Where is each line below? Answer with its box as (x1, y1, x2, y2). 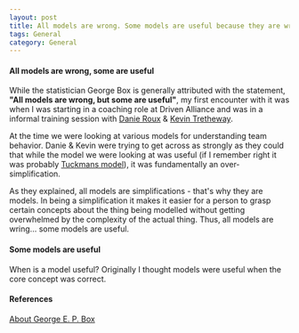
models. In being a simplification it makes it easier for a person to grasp (9, 195, 271, 206)
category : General (9, 37, 77, 47)
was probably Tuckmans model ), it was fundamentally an (9, 159, 219, 170)
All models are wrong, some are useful (9, 65, 154, 76)
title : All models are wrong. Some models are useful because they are (9, 21, 280, 30)
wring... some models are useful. (9, 223, 130, 234)
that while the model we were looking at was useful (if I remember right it (9, 150, 278, 160)
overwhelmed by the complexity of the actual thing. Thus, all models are (9, 215, 274, 225)
